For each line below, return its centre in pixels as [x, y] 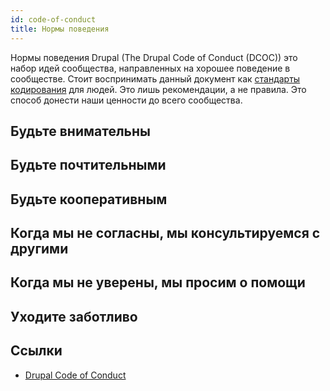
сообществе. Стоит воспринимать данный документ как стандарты [155, 78]
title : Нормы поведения [60, 29]
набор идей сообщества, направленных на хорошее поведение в [150, 68]
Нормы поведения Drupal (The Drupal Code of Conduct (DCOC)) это [154, 57]
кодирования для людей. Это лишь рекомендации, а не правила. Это [158, 89]
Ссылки [36, 351]
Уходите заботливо [74, 316]
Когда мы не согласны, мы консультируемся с [165, 233]
